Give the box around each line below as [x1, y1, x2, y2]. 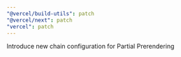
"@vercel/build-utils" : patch [6, 10, 95, 17]
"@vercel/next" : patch [6, 17, 73, 24]
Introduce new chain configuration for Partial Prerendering [6, 42, 175, 51]
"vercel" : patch [6, 23, 54, 30]
